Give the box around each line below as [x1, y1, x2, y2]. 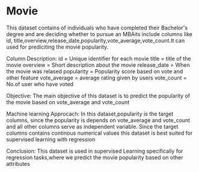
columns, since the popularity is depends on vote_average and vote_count [6, 116, 191, 124]
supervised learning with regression [6, 135, 96, 143]
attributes [6, 160, 30, 167]
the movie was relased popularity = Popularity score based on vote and [6, 67, 183, 75]
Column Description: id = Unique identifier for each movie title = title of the [6, 55, 191, 62]
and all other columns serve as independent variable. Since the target [6, 123, 179, 130]
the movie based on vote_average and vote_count [6, 98, 130, 106]
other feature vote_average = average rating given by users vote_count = [6, 74, 188, 81]
